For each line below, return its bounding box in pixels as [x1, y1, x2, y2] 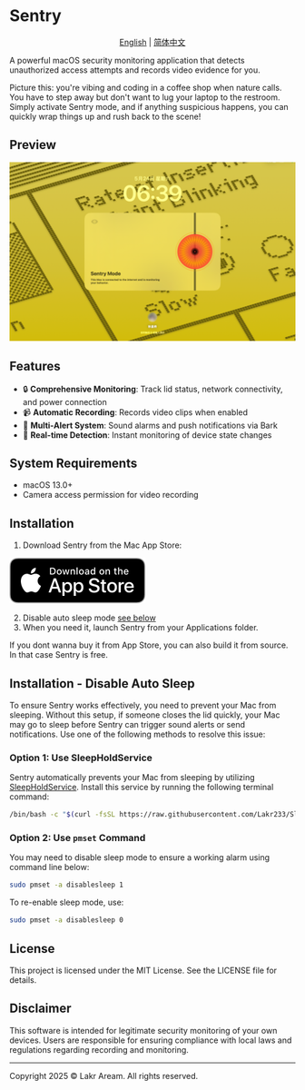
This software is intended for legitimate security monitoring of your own [9, 1025, 278, 1035]
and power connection [22, 396, 107, 407]
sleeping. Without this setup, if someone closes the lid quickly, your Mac [9, 709, 280, 720]
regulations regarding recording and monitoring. [9, 1044, 189, 1055]
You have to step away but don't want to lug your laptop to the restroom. [9, 92, 280, 103]
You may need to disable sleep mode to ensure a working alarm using [9, 852, 271, 863]
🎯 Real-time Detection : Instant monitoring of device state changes [22, 429, 272, 441]
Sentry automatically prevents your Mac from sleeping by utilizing [9, 772, 256, 783]
